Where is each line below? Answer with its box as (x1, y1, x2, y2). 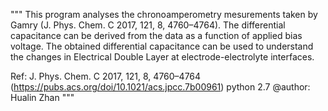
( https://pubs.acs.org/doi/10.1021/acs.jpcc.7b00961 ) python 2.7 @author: (10, 81, 311, 93)
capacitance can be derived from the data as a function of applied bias (10, 30, 303, 41)
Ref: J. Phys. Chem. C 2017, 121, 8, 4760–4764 (10, 70, 202, 82)
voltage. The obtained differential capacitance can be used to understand (10, 40, 314, 52)
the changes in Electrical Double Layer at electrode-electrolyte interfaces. (10, 51, 315, 63)
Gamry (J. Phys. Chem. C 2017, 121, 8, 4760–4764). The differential (10, 19, 286, 31)
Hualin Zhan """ (10, 92, 75, 103)
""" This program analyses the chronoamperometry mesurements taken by (10, 9, 318, 20)
